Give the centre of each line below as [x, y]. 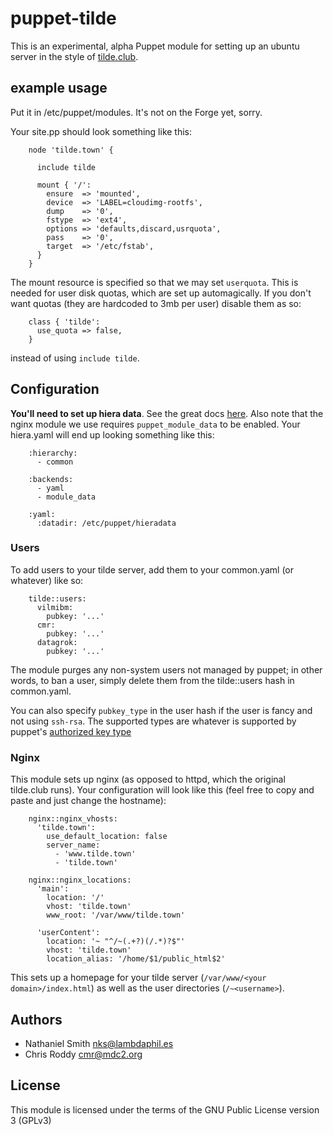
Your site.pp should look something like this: [101, 131]
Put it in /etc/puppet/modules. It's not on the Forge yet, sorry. [136, 112]
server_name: [73, 845]
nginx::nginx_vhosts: [73, 819]
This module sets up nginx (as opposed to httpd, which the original [148, 779]
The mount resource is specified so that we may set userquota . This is [154, 282]
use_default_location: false [107, 837]
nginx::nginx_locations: [80, 880]
